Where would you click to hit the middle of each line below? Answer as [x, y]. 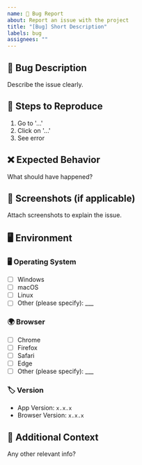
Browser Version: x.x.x [50, 416]
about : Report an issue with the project [68, 20]
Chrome [29, 340]
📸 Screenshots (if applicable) [71, 198]
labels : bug [24, 33]
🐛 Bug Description [47, 68]
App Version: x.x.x [45, 408]
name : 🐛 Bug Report [35, 14]
